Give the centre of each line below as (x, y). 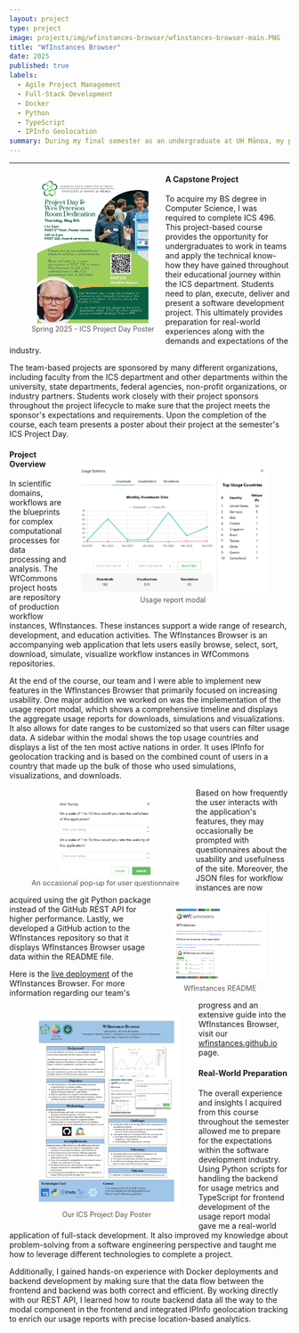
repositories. (32, 663)
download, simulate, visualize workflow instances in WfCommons (129, 654)
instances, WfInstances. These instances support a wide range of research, (148, 626)
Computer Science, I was (211, 209)
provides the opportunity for (217, 237)
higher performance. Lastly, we (67, 919)
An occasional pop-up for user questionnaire (105, 883)
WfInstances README (220, 988)
